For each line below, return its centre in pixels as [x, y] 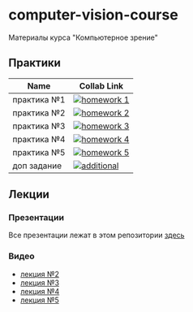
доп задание [37, 166]
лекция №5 [39, 300]
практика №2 [39, 113]
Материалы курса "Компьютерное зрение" [83, 37]
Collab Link [101, 85]
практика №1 [39, 99]
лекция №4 [40, 291]
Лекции [29, 195]
